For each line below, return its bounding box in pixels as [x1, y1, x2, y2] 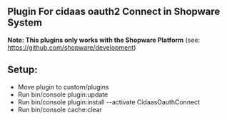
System [7, 17, 43, 29]
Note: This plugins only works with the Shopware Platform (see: [7, 36, 201, 44]
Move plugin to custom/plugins [17, 82, 109, 91]
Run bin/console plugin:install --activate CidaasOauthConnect [17, 97, 201, 106]
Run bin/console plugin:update [17, 90, 109, 99]
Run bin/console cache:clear [17, 105, 102, 114]
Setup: [7, 64, 38, 76]
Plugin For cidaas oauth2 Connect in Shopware [7, 6, 221, 18]
